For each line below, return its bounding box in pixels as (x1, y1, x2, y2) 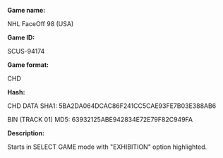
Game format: (7, 61, 49, 69)
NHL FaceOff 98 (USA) (7, 20, 74, 28)
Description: (7, 129, 44, 137)
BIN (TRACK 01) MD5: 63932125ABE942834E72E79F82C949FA (7, 116, 193, 123)
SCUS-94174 (7, 47, 45, 55)
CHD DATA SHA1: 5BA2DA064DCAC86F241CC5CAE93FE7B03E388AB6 (7, 102, 217, 110)
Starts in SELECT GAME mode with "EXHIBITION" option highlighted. (7, 142, 207, 151)
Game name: (7, 6, 46, 14)
